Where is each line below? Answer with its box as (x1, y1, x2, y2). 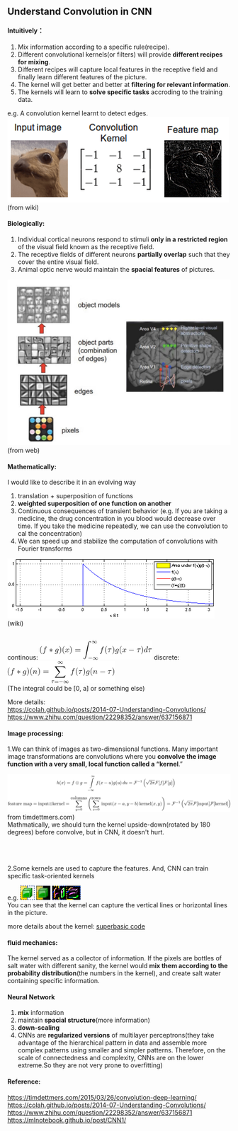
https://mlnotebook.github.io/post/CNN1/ (7, 1115, 127, 1124)
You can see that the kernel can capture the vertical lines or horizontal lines (7, 901, 228, 909)
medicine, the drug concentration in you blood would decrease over (17, 515, 216, 523)
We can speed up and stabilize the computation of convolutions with (17, 537, 218, 546)
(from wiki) (7, 203, 39, 212)
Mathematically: (7, 462, 57, 471)
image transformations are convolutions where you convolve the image (7, 752, 217, 761)
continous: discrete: (7, 653, 180, 662)
